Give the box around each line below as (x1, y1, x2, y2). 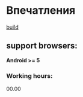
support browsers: (6, 41, 78, 51)
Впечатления (6, 4, 76, 17)
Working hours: (6, 71, 53, 80)
